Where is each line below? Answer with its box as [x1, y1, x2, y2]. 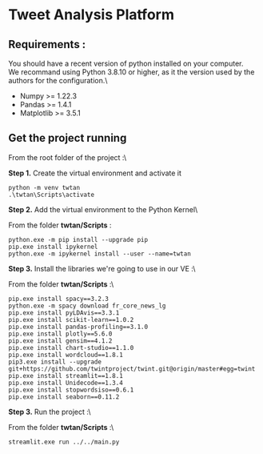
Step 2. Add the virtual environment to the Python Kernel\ [8, 204, 198, 214]
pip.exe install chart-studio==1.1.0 [8, 344, 134, 352]
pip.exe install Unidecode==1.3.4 [8, 379, 124, 387]
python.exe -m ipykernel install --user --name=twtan [8, 250, 192, 258]
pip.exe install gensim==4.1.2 [8, 336, 113, 345]
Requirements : [8, 38, 86, 51]
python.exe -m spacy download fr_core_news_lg [8, 302, 166, 310]
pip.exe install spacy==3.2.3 [8, 295, 110, 303]
